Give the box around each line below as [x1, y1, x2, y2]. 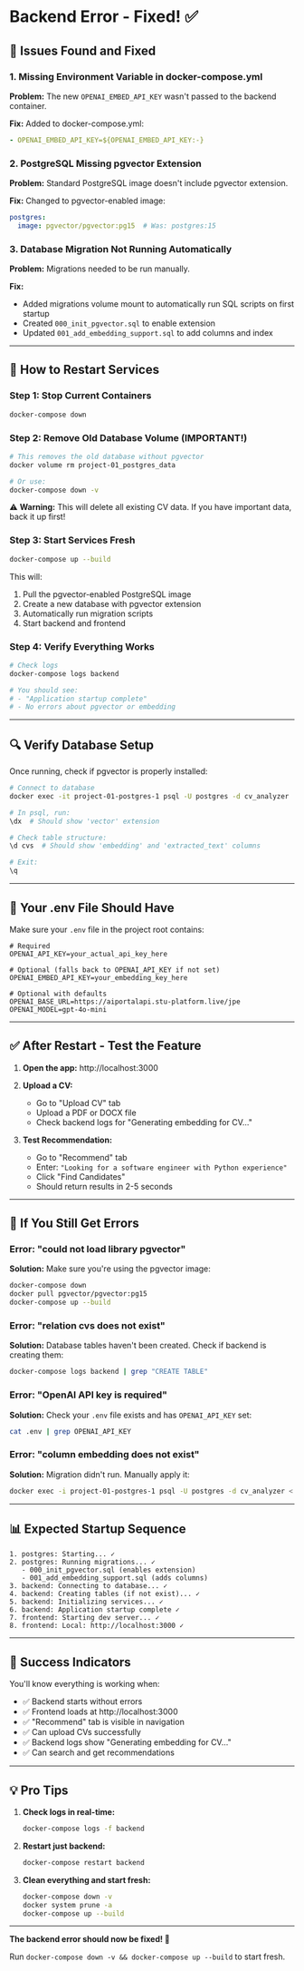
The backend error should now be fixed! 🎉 [9, 1934, 170, 1945]
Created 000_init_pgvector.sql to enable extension [22, 318, 215, 328]
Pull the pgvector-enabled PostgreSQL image [22, 588, 192, 600]
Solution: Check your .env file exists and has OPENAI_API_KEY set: [9, 1409, 252, 1420]
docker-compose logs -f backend [22, 1824, 145, 1833]
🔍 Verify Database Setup [9, 737, 154, 752]
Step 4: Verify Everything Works [9, 640, 156, 652]
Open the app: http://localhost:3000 [22, 1062, 158, 1073]
